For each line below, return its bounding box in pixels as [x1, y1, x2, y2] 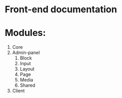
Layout [19, 66, 35, 72]
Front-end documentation [5, 4, 117, 15]
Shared [19, 82, 35, 88]
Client [12, 88, 25, 94]
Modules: [5, 27, 46, 39]
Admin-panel [12, 50, 40, 56]
